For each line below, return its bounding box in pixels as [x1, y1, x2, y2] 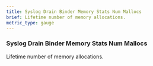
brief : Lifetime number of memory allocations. [6, 14, 126, 20]
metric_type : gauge [6, 20, 55, 26]
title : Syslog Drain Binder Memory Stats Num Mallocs [6, 8, 142, 15]
